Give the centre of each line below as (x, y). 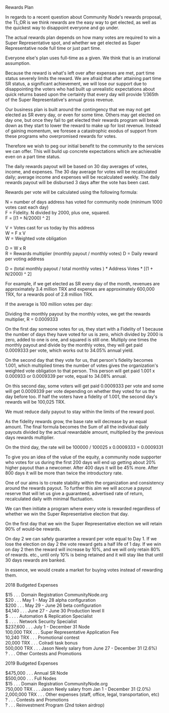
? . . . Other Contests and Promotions (44, 653)
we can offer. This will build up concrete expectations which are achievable (83, 151)
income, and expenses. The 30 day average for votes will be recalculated (81, 172)
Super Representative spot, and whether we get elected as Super (73, 43)
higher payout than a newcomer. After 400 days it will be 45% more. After (82, 468)
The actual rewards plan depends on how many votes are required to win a (83, 37)
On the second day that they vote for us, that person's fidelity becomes (79, 360)
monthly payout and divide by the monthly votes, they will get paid (74, 345)
